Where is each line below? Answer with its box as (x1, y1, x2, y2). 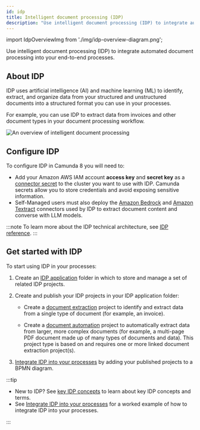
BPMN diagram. (14, 364, 54, 372)
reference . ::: (6, 230, 37, 236)
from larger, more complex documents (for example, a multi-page (23, 328, 185, 335)
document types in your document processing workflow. (6, 117, 145, 125)
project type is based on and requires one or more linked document (23, 340, 189, 347)
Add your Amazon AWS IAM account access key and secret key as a (14, 174, 185, 180)
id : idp (6, 8, 26, 15)
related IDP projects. (14, 281, 65, 288)
